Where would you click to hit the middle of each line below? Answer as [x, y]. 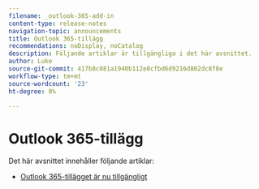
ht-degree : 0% [32, 91]
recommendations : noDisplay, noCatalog [76, 46]
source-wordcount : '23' [49, 84]
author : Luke [30, 62]
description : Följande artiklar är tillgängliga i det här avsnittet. [130, 54]
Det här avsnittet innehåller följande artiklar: [82, 161]
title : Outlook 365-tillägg [56, 39]
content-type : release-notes [58, 24]
